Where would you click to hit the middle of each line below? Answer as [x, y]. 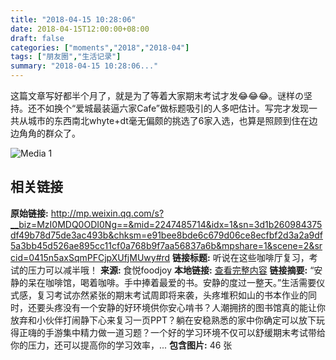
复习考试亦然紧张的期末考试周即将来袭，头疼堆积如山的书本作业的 [172, 295]
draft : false [37, 38]
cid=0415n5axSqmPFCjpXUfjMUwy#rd [90, 257]
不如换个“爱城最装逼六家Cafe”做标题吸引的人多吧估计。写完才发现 [173, 108]
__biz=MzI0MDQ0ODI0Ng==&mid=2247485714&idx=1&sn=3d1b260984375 [166, 224]
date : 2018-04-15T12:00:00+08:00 [80, 29]
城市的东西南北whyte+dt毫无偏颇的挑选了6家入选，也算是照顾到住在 [168, 120]
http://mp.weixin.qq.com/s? [107, 213]
